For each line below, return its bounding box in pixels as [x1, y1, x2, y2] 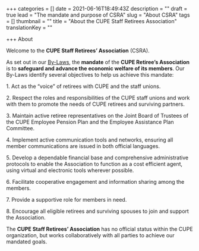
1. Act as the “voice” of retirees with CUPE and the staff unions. [6, 83, 161, 90]
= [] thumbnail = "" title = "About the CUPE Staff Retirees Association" [6, 18, 177, 24]
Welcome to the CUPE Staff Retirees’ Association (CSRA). [6, 47, 150, 54]
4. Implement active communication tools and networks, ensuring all [6, 136, 173, 143]
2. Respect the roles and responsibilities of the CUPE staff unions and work [6, 95, 190, 101]
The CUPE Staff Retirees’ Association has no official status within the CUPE [6, 225, 193, 233]
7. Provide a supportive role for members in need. [6, 196, 127, 203]
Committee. [6, 125, 34, 131]
